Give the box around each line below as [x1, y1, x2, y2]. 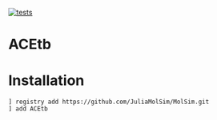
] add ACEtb [8, 105, 48, 113]
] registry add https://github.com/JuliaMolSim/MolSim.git [8, 98, 210, 106]
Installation [8, 72, 85, 90]
